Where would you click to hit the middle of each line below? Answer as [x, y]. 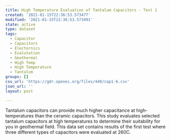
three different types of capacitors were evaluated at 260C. [68, 132]
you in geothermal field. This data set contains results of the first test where [85, 127]
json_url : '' [19, 86]
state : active [21, 24]
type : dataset [21, 29]
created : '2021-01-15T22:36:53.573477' [48, 15]
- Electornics [25, 48]
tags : [11, 34]
